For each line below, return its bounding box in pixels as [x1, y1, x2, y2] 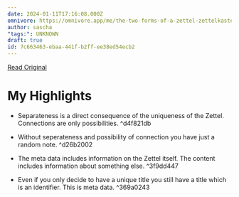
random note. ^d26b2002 [17, 140, 93, 149]
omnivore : [7, 17, 37, 24]
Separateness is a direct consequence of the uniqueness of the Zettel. [17, 111, 224, 119]
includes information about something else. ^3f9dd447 [17, 161, 179, 170]
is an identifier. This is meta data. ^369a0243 [17, 183, 150, 191]
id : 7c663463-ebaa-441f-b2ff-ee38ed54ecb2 [7, 43, 135, 50]
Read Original [7, 63, 48, 71]
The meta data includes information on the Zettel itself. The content [17, 154, 216, 162]
